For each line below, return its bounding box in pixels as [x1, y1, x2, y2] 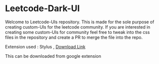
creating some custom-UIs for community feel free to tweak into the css [5, 29, 150, 35]
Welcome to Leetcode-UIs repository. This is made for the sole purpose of [5, 19, 155, 25]
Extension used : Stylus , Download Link [5, 44, 86, 49]
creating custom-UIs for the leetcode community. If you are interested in [5, 24, 150, 30]
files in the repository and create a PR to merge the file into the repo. [5, 34, 143, 40]
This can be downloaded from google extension [5, 53, 101, 59]
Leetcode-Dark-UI [5, 3, 80, 14]
